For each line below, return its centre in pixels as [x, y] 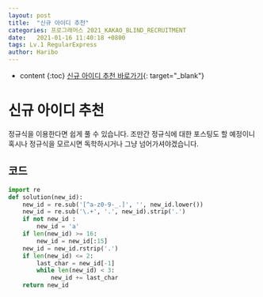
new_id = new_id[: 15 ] [72, 241]
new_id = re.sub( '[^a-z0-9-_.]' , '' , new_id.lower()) [113, 205]
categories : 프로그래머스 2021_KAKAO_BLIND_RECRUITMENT [97, 30]
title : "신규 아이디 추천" [49, 23]
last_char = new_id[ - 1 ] [76, 263]
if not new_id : [50, 219]
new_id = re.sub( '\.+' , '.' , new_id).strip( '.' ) [104, 212]
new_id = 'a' [58, 227]
